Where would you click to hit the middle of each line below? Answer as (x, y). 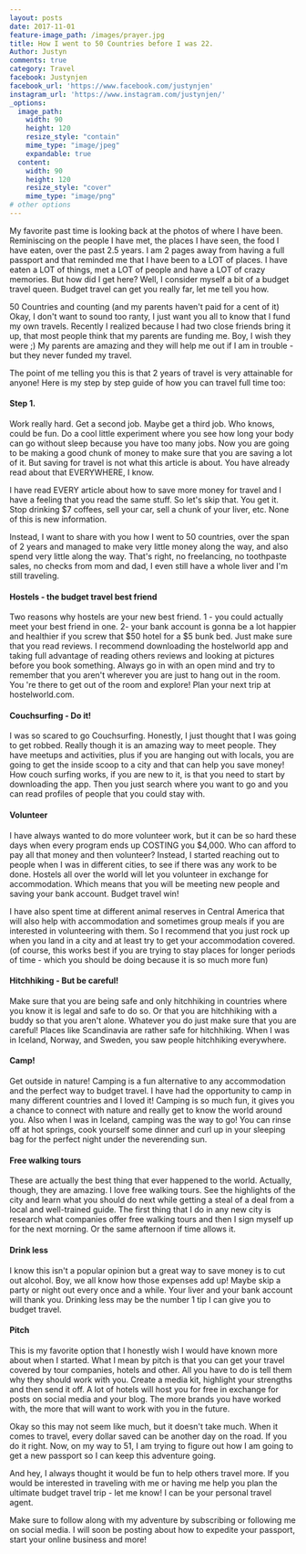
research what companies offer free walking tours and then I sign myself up (152, 1220)
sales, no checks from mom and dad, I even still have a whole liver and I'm (149, 566)
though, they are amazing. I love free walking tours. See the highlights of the (153, 1190)
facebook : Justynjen (49, 78)
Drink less (29, 1250)
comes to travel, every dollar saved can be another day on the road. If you (148, 1436)
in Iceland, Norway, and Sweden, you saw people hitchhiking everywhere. (148, 1040)
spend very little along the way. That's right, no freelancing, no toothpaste (148, 556)
